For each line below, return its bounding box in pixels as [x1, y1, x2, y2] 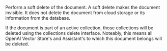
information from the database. [5, 15, 70, 21]
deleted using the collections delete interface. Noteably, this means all [5, 30, 153, 36]
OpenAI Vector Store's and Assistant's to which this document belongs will [5, 35, 162, 41]
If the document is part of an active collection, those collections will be [5, 25, 154, 31]
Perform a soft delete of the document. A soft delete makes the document [5, 5, 160, 10]
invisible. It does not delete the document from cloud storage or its [5, 10, 145, 16]
